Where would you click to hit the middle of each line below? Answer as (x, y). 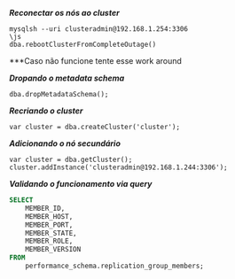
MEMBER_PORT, (49, 225)
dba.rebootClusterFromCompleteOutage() (83, 44)
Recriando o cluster (46, 111)
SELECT (21, 200)
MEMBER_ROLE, (49, 241)
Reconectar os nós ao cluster (64, 13)
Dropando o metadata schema (67, 78)
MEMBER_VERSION (53, 250)
